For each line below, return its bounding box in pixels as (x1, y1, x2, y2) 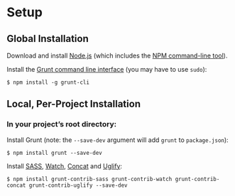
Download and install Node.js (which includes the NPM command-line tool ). (6, 51, 228, 60)
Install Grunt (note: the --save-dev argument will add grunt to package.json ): (6, 136, 229, 144)
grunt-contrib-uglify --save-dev (28, 182, 129, 189)
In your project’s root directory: (6, 119, 117, 129)
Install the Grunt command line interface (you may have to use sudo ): (6, 65, 207, 73)
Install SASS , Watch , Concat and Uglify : (6, 161, 122, 170)
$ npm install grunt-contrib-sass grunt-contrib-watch (6, 175, 173, 183)
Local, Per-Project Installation (6, 98, 141, 110)
